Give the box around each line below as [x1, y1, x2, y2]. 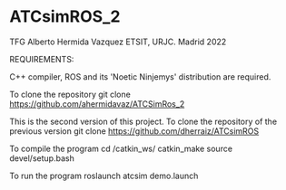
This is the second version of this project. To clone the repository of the [9, 116, 278, 127]
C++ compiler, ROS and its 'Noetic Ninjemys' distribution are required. [9, 71, 271, 82]
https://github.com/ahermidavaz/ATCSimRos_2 [9, 98, 185, 109]
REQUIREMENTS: [9, 53, 74, 64]
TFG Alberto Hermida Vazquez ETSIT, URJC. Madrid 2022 [9, 36, 227, 47]
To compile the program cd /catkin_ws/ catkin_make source [9, 143, 233, 154]
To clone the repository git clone [9, 89, 132, 100]
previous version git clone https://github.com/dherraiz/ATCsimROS [9, 125, 260, 137]
